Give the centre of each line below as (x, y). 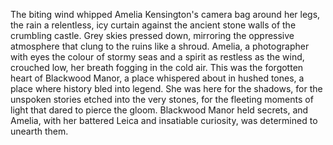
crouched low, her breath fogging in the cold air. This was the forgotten (157, 67)
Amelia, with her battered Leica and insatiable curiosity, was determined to (164, 120)
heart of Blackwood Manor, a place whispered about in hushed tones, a (157, 78)
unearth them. (39, 131)
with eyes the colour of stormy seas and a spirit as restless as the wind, (157, 57)
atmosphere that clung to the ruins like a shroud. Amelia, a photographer (160, 46)
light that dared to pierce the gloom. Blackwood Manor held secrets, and (159, 110)
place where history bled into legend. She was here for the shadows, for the (166, 88)
